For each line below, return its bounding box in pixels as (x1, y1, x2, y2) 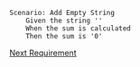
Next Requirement (9, 47, 77, 58)
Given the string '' (25, 16, 103, 25)
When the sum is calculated (25, 24, 131, 33)
